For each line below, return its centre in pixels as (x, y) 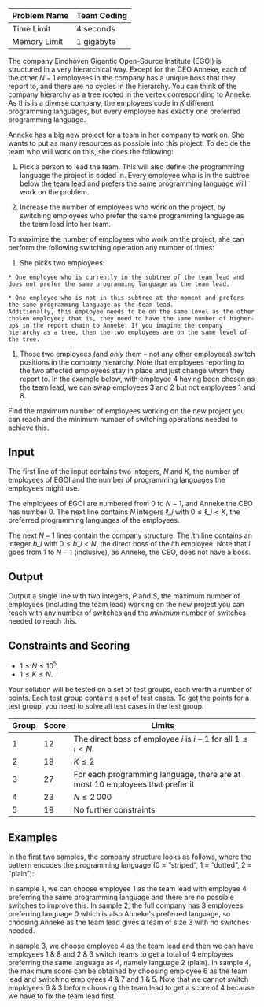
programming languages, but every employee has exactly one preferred (125, 111)
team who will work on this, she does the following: (91, 152)
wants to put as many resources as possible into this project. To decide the (130, 143)
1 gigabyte (96, 41)
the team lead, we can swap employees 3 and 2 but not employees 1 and (137, 387)
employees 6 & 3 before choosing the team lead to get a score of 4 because (132, 987)
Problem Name (40, 15)
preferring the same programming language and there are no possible (121, 897)
